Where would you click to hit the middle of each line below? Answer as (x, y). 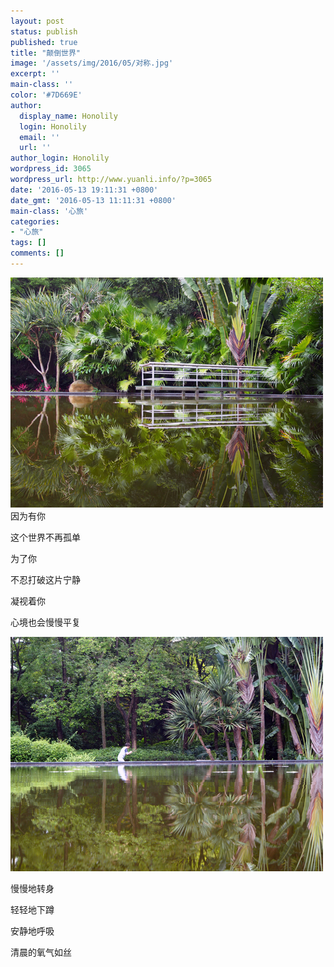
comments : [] (37, 253)
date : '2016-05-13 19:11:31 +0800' (84, 190)
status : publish (44, 31)
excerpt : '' (35, 74)
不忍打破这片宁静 (45, 579)
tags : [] (28, 243)
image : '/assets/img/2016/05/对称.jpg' (92, 63)
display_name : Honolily (68, 116)
